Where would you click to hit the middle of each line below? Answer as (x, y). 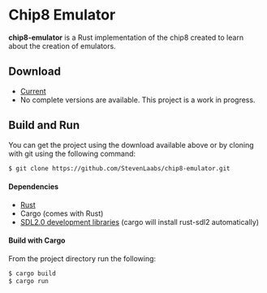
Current (33, 91)
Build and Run (44, 125)
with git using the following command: (72, 153)
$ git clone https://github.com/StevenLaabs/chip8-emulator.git (119, 168)
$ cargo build (32, 274)
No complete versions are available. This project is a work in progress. (138, 100)
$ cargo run (28, 281)
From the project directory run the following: (82, 258)
